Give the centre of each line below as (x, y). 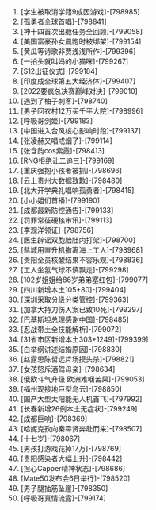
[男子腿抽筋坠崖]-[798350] (64, 488)
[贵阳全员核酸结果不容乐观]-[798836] (82, 260)
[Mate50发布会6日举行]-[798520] (75, 478)
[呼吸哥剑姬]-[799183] (57, 121)
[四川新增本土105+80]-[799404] (73, 290)
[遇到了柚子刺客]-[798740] (64, 101)
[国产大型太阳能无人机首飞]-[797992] (81, 399)
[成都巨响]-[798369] (54, 419)
